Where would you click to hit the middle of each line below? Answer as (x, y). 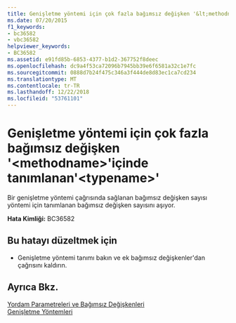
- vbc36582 (23, 40)
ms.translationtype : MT (42, 79)
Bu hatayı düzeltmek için (62, 240)
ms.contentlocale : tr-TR (44, 86)
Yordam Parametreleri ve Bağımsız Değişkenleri (76, 304)
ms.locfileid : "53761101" (45, 99)
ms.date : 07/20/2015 (38, 20)
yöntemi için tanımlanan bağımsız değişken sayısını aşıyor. (91, 205)
